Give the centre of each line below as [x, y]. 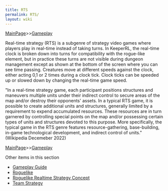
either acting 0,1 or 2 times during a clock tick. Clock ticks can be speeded [82, 75]
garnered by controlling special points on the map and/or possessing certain [84, 117]
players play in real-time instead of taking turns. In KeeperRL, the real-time [82, 49]
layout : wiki [19, 19]
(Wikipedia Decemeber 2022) [36, 138]
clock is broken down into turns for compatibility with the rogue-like [75, 54]
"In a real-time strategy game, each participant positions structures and [79, 90]
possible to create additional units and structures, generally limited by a [79, 106]
